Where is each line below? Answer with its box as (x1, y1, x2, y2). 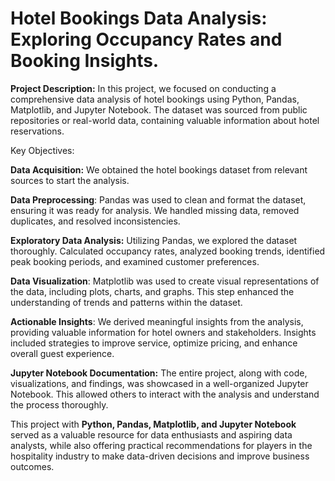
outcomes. (10, 460, 55, 472)
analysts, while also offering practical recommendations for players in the (10, 439, 313, 451)
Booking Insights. (10, 50, 160, 72)
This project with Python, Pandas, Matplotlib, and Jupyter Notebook (10, 418, 297, 430)
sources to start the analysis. (10, 174, 130, 186)
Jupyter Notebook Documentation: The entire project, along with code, (10, 367, 308, 379)
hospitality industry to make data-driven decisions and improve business (10, 450, 310, 462)
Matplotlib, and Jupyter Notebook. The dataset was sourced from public (10, 103, 308, 116)
